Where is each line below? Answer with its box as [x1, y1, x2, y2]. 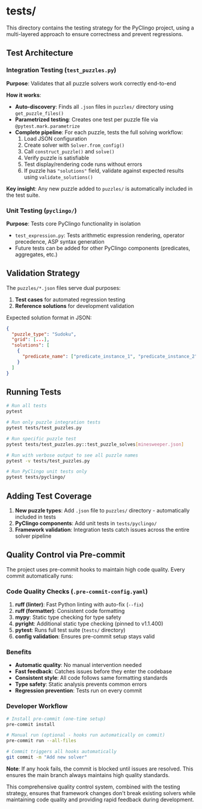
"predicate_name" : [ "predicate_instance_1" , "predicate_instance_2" [22, 354, 198, 360]
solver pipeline [14, 532, 52, 540]
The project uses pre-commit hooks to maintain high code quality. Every [6, 565, 185, 573]
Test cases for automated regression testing [14, 296, 126, 303]
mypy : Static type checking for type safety [14, 614, 121, 621]
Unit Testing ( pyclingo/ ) [6, 206, 77, 215]
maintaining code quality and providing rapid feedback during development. [6, 796, 194, 803]
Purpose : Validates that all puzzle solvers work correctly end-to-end [6, 79, 176, 87]
